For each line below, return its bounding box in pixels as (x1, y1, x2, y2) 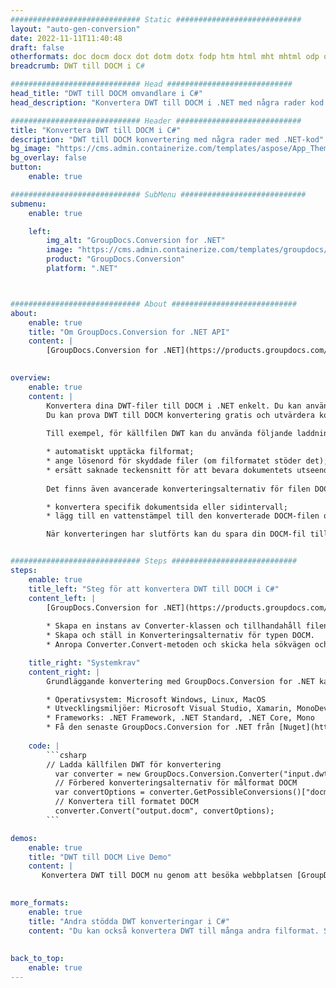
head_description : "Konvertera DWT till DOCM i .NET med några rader (10, 97, 307, 108)
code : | (28, 741, 60, 751)
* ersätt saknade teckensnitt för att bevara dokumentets (46, 465, 293, 475)
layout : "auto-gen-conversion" (10, 24, 141, 34)
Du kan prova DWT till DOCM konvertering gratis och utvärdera (46, 410, 315, 420)
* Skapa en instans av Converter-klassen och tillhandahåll (46, 621, 302, 631)
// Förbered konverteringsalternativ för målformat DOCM (54, 778, 298, 788)
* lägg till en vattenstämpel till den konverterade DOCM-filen (46, 511, 320, 521)
